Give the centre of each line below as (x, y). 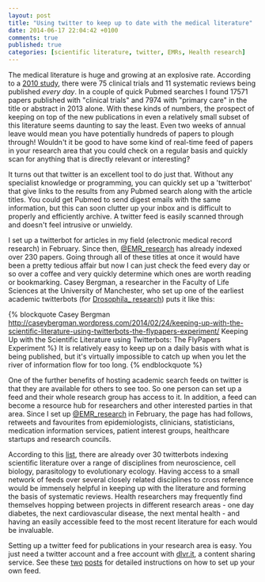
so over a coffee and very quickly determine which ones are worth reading (130, 274)
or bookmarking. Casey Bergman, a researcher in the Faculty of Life (119, 282)
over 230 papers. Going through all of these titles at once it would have (124, 257)
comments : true (33, 38)
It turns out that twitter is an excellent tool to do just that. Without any (121, 174)
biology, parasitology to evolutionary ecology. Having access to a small (124, 471)
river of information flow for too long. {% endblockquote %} (106, 365)
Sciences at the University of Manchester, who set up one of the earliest (126, 291)
